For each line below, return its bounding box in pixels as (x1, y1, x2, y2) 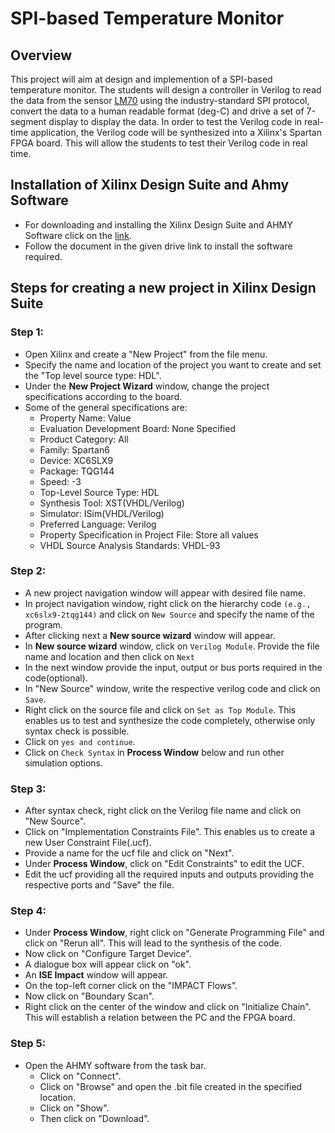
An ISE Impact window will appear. (24, 969, 169, 981)
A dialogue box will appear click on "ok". (24, 958, 192, 971)
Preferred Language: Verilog (39, 518, 157, 530)
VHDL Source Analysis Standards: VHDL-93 (39, 539, 221, 551)
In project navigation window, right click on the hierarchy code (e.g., (24, 597, 312, 609)
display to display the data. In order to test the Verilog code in (48, 116, 303, 127)
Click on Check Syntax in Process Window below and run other (24, 746, 285, 758)
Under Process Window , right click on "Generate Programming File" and (24, 927, 325, 939)
